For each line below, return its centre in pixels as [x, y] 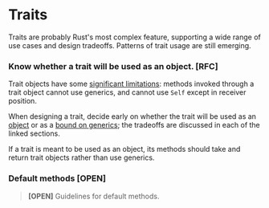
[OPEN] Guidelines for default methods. [94, 196]
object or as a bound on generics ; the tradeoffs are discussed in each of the [134, 125]
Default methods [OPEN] [57, 178]
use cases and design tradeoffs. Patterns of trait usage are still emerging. [130, 45]
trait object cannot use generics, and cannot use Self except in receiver [127, 92]
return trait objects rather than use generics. [82, 157]
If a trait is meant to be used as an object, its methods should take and [124, 149]
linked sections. [34, 133]
